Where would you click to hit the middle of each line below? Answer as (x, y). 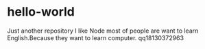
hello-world (41, 12)
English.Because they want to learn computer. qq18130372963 (95, 37)
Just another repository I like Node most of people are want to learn (103, 31)
